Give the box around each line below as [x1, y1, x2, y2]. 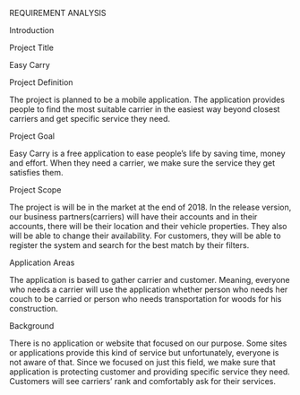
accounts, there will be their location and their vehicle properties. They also [9, 221, 287, 231]
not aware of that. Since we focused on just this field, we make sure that [9, 357, 276, 367]
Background [9, 321, 55, 331]
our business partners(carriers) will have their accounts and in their [9, 211, 258, 222]
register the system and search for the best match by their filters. [9, 240, 250, 250]
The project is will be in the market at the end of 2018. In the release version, [9, 202, 292, 212]
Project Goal [9, 131, 56, 142]
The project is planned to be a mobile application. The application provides [9, 94, 285, 105]
